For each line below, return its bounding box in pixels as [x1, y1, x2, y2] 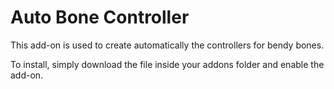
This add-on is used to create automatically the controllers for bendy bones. [10, 39, 325, 51]
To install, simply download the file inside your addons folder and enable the [10, 58, 325, 70]
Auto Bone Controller [10, 6, 190, 29]
